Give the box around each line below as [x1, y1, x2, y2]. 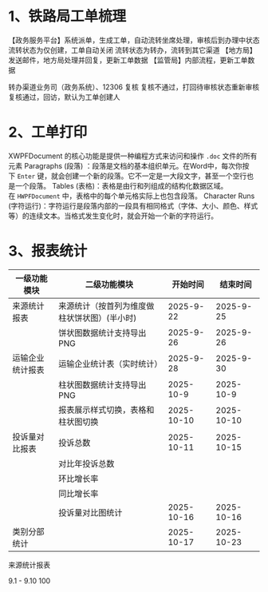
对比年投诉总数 [58, 458, 115, 469]
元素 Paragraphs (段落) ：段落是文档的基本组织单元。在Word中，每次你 [8, 161, 243, 170]
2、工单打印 [8, 123, 88, 141]
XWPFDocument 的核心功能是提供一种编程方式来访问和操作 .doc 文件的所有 [8, 151, 258, 161]
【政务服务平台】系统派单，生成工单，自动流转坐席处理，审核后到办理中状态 [8, 35, 260, 45]
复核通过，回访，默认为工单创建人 [8, 92, 120, 101]
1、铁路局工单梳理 [8, 7, 127, 26]
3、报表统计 [8, 242, 88, 260]
